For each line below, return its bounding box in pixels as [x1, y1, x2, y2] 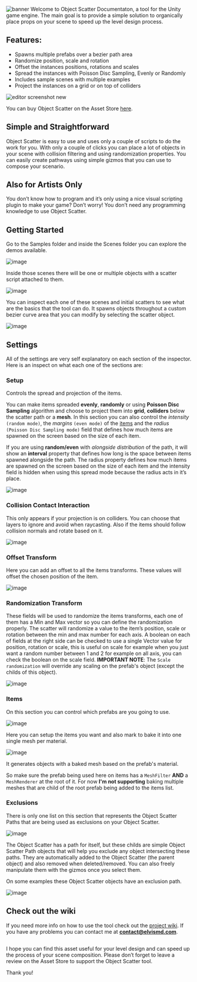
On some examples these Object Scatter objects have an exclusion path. [6, 878, 182, 885]
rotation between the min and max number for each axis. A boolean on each [6, 631, 191, 639]
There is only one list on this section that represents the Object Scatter [6, 812, 178, 819]
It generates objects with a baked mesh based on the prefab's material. [6, 760, 179, 767]
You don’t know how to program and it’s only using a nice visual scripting [6, 195, 183, 203]
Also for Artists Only [6, 180, 83, 190]
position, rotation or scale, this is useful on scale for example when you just [6, 644, 189, 651]
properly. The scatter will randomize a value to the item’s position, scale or [6, 625, 186, 632]
